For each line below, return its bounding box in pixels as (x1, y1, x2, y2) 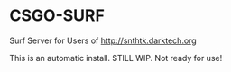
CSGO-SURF (9, 5, 106, 26)
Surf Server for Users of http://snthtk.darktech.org (9, 35, 197, 46)
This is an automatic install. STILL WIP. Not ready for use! (9, 52, 223, 63)
